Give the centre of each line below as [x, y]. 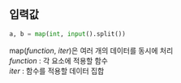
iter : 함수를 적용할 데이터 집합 [57, 71]
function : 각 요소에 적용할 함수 [59, 60]
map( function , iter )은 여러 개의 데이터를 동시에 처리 [91, 50]
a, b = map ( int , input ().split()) [68, 34]
